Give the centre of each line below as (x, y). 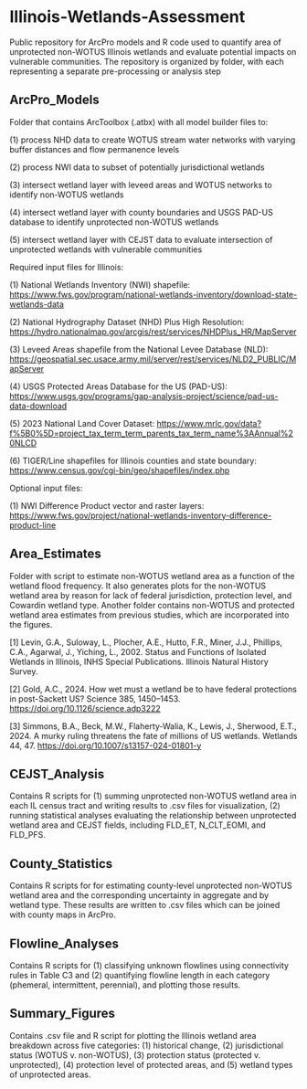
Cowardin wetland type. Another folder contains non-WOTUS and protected (152, 605)
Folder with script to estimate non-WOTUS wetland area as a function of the (152, 576)
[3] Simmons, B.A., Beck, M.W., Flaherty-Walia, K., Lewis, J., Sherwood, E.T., (153, 726)
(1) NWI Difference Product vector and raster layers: (107, 505)
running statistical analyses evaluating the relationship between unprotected (153, 816)
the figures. (31, 624)
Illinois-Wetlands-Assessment (127, 17)
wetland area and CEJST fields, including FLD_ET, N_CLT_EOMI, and (138, 825)
